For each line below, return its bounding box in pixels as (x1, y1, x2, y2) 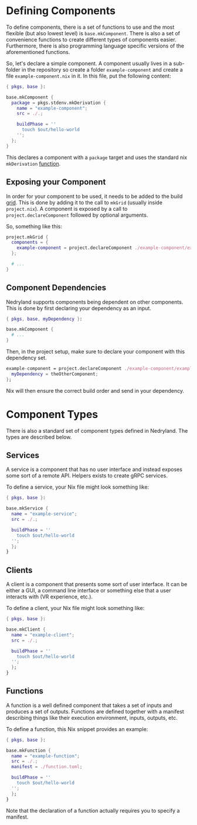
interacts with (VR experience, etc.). (6, 593, 93, 600)
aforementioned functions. (6, 48, 70, 55)
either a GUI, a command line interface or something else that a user (6, 587, 171, 594)
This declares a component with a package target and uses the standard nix (6, 154, 188, 161)
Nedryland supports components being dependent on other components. (6, 298, 184, 305)
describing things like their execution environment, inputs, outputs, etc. (6, 714, 178, 721)
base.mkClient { (6, 627, 46, 632)
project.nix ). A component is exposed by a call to (6, 205, 128, 212)
